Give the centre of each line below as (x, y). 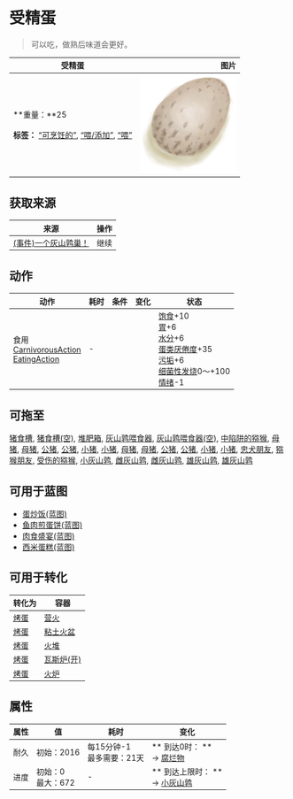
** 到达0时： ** (182, 746)
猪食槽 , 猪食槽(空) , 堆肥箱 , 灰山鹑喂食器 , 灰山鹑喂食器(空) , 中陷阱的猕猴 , (139, 438)
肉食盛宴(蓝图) (48, 535)
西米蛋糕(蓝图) (48, 547)
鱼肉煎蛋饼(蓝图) (52, 525)
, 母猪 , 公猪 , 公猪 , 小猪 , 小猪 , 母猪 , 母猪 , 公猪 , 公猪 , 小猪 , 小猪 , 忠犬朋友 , (146, 449)
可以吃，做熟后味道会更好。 (81, 44)
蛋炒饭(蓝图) (45, 513)
